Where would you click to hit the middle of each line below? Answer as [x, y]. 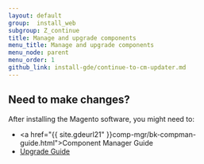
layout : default [35, 16]
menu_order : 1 [32, 61]
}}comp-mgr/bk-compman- [151, 134]
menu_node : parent [38, 53]
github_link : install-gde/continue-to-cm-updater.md [97, 68]
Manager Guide [128, 143]
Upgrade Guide [45, 151]
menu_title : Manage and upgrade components [81, 45]
